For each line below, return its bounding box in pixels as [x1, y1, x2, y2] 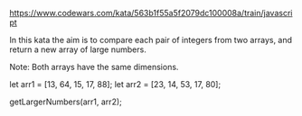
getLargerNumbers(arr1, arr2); [9, 96, 122, 107]
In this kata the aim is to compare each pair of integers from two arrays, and [9, 35, 292, 45]
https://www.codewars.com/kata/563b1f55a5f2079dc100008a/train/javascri [9, 8, 293, 18]
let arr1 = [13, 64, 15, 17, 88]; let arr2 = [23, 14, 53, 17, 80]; [9, 79, 222, 89]
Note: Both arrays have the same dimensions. [9, 62, 179, 72]
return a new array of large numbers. [9, 44, 146, 55]
